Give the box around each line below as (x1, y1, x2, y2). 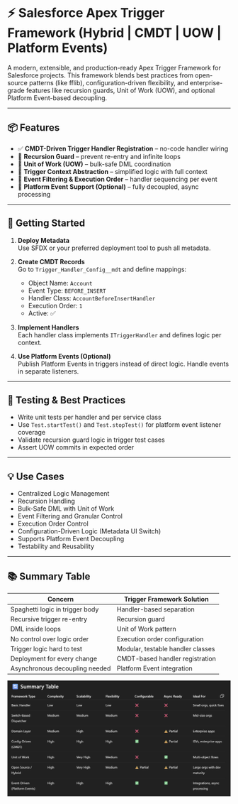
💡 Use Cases (7, 470, 65, 482)
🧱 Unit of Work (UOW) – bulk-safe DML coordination (17, 160, 171, 168)
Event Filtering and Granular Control (17, 512, 123, 521)
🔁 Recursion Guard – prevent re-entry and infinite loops (17, 152, 181, 161)
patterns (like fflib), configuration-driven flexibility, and (29, 78, 189, 87)
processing (17, 190, 51, 198)
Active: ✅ (28, 309, 56, 317)
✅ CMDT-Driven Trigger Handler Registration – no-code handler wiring (17, 144, 229, 153)
